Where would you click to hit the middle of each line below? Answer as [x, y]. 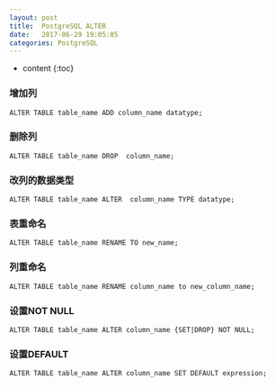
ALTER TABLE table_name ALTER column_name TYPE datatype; [122, 200]
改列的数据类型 [42, 180]
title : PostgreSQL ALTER [58, 26]
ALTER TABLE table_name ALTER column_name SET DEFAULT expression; [138, 373]
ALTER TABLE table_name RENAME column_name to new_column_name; [132, 286]
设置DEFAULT [39, 354]
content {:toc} [48, 68]
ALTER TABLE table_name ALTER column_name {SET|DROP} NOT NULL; [132, 330]
